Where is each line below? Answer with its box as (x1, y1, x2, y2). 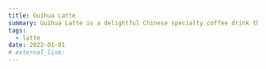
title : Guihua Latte (8, 11, 77, 20)
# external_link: (8, 48, 66, 56)
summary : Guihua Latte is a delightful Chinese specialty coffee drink (8, 19, 249, 27)
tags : (8, 26, 26, 34)
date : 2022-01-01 (8, 41, 66, 49)
